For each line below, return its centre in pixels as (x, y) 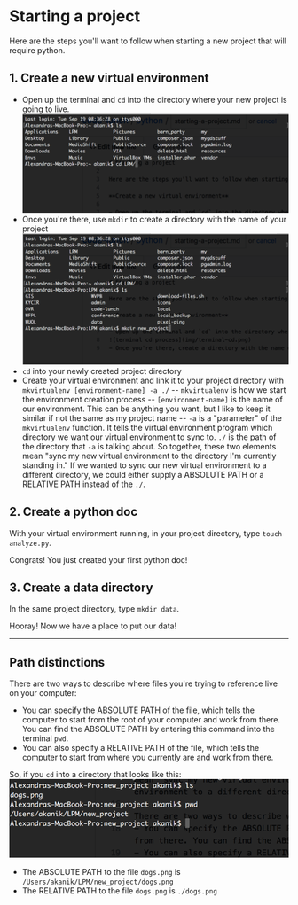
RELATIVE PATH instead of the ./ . (84, 484)
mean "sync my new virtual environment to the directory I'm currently (149, 456)
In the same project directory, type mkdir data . (94, 609)
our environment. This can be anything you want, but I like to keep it (146, 409)
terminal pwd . (45, 738)
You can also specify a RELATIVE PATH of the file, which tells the (141, 748)
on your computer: (43, 693)
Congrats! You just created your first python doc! (98, 559)
